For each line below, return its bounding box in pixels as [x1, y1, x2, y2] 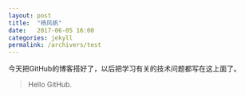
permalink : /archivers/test [8, 41, 102, 49]
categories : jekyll [8, 33, 73, 42]
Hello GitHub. [27, 80, 73, 90]
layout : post [8, 11, 52, 20]
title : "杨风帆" [8, 19, 62, 27]
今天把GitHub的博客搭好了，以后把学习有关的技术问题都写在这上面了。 [8, 64, 241, 74]
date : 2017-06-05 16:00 [8, 26, 94, 34]
